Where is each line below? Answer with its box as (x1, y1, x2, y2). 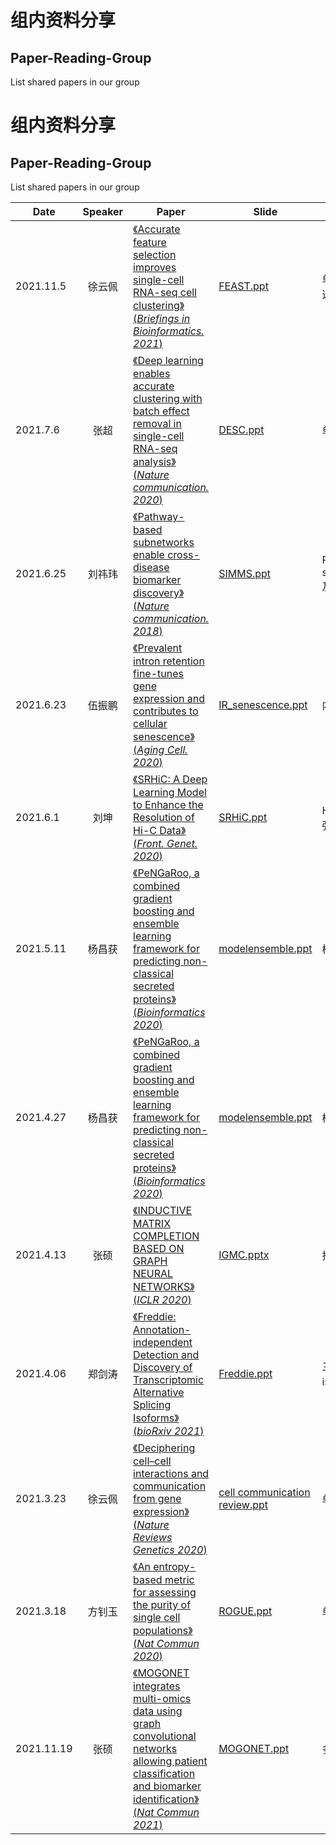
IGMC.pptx (218, 1248, 270, 1261)
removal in (133, 417, 182, 430)
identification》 (133, 1792, 200, 1806)
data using (133, 1704, 183, 1718)
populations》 (133, 1624, 193, 1637)
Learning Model (133, 786, 207, 799)
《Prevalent (133, 641, 183, 655)
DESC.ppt (218, 423, 265, 436)
